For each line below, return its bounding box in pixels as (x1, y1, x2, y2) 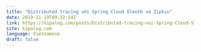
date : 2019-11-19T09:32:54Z (6, 14, 77, 20)
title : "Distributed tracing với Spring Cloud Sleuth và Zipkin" (6, 8, 172, 15)
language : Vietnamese (6, 31, 60, 37)
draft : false (6, 36, 39, 42)
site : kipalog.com (6, 25, 52, 32)
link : (6, 20, 20, 26)
